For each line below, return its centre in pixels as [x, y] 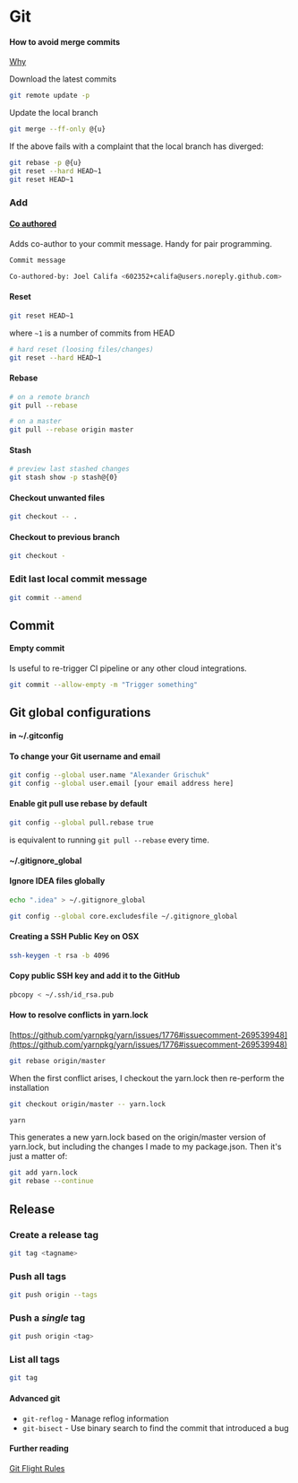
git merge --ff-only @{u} [57, 129]
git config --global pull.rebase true [81, 823]
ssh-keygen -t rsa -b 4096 [60, 955]
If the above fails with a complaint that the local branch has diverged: [136, 146]
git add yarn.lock [43, 1173]
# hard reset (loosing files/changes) [81, 349]
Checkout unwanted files [57, 497]
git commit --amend [46, 598]
